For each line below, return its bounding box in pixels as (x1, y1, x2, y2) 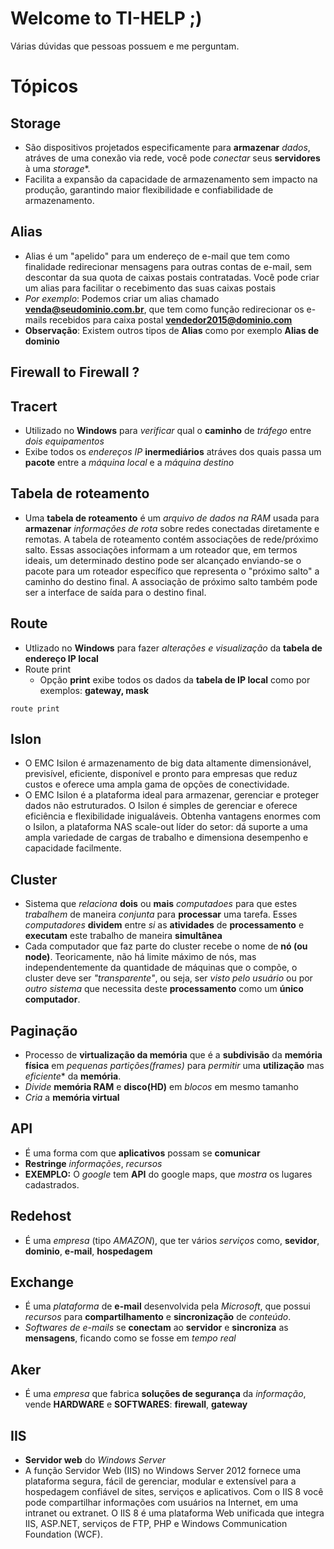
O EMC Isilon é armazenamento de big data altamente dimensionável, (24, 757, 312, 769)
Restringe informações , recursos (24, 1157, 163, 1169)
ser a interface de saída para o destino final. (24, 586, 207, 598)
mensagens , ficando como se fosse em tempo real (24, 1332, 237, 1344)
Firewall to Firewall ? (10, 364, 140, 381)
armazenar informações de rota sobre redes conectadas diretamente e (24, 522, 320, 534)
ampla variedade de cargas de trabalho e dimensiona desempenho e (24, 832, 309, 844)
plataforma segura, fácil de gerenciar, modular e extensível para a (24, 1475, 297, 1487)
